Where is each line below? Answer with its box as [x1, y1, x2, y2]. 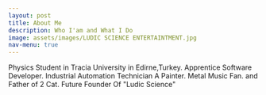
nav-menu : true [8, 41, 59, 49]
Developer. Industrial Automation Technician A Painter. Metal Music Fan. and [8, 71, 258, 81]
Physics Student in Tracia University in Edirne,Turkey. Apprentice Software [8, 63, 253, 72]
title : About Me [8, 19, 62, 27]
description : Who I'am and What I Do [8, 26, 133, 34]
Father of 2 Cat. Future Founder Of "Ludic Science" [8, 80, 176, 89]
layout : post [8, 11, 52, 20]
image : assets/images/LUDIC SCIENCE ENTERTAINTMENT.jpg [8, 33, 197, 42]
